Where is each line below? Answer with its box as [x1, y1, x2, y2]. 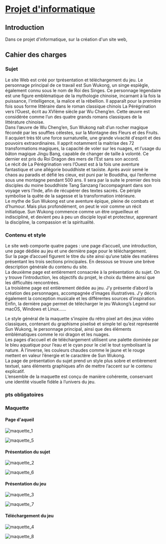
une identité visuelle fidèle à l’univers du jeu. [5, 378, 96, 385]
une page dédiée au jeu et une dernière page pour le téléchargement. [5, 248, 147, 254]
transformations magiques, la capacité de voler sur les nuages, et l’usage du [5, 145, 161, 151]
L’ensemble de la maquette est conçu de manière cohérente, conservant [5, 373, 153, 379]
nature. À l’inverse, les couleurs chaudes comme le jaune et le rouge [5, 347, 145, 353]
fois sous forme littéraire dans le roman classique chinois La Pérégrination [5, 103, 156, 109]
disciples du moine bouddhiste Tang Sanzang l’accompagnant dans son [5, 182, 152, 188]
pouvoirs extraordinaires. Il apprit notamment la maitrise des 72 [5, 140, 135, 146]
